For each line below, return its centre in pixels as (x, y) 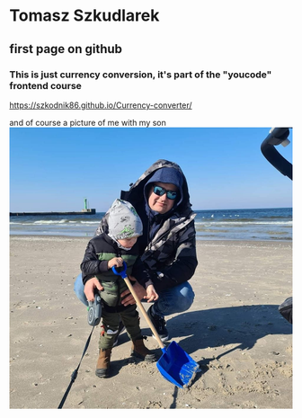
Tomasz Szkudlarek (84, 16)
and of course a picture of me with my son (88, 122)
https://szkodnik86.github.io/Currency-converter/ (101, 105)
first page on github (66, 49)
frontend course (46, 85)
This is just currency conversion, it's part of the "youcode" (141, 75)
